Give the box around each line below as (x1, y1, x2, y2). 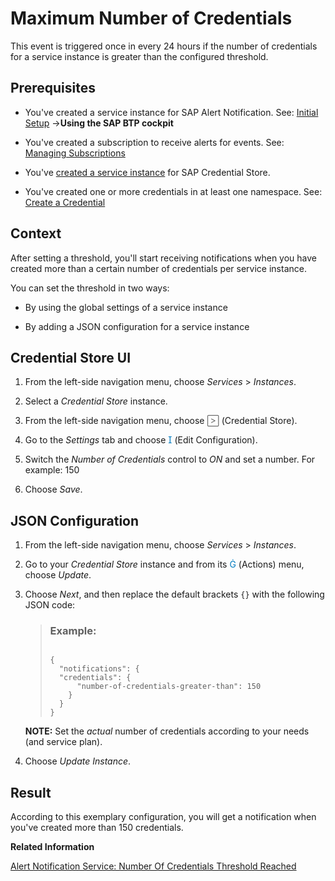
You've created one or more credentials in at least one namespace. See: (24, 185, 323, 197)
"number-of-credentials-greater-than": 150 (76, 682, 262, 692)
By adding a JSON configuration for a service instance (24, 320, 250, 332)
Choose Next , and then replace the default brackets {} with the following (24, 588, 325, 601)
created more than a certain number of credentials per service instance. (10, 262, 307, 274)
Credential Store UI (10, 349, 132, 366)
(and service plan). (24, 736, 103, 748)
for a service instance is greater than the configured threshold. (10, 50, 269, 62)
